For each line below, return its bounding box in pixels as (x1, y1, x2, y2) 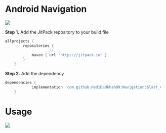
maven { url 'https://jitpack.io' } (31, 52, 107, 57)
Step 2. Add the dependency (5, 71, 64, 77)
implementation (31, 85, 63, 90)
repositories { (23, 43, 54, 48)
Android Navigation (5, 3, 87, 15)
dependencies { (5, 80, 37, 85)
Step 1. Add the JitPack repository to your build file (5, 29, 109, 35)
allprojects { (5, 39, 35, 44)
